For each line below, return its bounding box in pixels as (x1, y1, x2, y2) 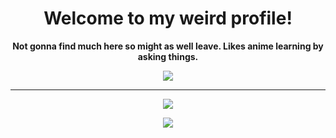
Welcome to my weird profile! (43, 7, 293, 30)
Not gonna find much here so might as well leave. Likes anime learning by (12, 40, 324, 52)
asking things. (137, 50, 199, 62)
